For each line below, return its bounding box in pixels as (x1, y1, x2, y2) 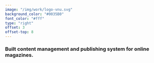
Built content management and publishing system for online (5, 46, 150, 52)
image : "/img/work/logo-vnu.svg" (5, 7, 73, 12)
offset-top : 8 (5, 30, 34, 34)
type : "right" (5, 20, 34, 26)
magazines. (5, 51, 34, 58)
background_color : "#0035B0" (5, 12, 64, 16)
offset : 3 (5, 25, 25, 30)
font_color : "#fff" (5, 16, 45, 21)
